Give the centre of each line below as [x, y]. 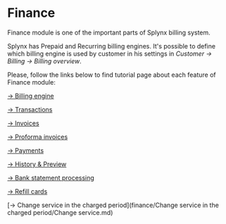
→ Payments [26, 150]
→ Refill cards [27, 191]
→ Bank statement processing [51, 178]
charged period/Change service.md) [60, 212]
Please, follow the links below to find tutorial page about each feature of [112, 75]
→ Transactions [30, 109]
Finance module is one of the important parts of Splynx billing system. [109, 32]
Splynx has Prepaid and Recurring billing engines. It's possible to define [112, 46]
